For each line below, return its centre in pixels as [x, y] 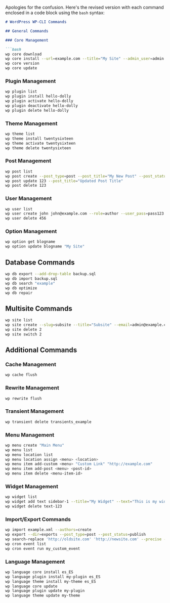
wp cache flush [21, 375]
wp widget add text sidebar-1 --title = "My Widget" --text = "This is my [81, 502]
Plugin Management [31, 81]
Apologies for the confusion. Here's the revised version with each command [85, 7]
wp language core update [31, 586]
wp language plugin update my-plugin [45, 591]
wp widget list [21, 497]
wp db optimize [21, 288]
